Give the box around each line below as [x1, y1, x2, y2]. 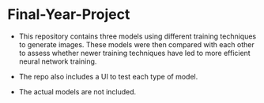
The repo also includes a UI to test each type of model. [18, 72, 198, 81]
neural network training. [18, 57, 97, 66]
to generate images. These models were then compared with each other [18, 39, 255, 49]
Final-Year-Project [7, 6, 130, 24]
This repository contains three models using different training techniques [18, 31, 257, 41]
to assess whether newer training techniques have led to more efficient [18, 48, 251, 57]
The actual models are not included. [18, 86, 137, 96]
